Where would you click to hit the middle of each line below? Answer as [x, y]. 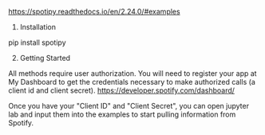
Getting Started [45, 58]
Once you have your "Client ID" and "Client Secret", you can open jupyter [129, 106]
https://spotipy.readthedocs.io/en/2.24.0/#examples [95, 12]
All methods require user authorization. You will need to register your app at [132, 73]
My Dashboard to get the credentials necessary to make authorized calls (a [132, 82]
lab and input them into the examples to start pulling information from [122, 114]
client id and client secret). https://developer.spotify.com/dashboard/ [122, 90]
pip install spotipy [37, 42]
